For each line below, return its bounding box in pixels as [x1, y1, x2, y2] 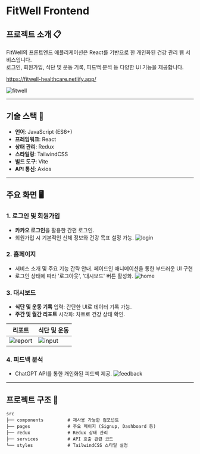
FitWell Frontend [6, 4, 90, 18]
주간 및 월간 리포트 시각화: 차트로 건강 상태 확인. [14, 311, 126, 318]
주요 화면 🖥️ [6, 190, 44, 200]
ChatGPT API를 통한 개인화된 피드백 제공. [14, 370, 112, 377]
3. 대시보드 [6, 288, 36, 297]
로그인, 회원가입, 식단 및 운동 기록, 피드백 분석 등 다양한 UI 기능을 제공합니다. [6, 64, 184, 71]
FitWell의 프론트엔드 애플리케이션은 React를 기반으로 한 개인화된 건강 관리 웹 [6, 49, 185, 56]
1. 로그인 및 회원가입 [6, 212, 61, 220]
